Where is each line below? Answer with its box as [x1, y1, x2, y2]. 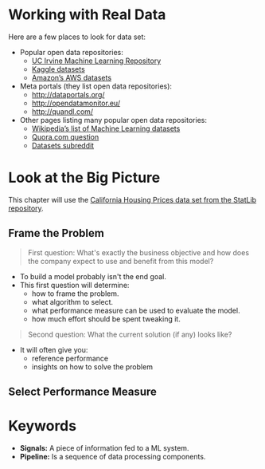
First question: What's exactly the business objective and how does [27, 247, 249, 257]
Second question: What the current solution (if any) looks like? [27, 329, 232, 339]
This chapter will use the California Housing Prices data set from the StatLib [8, 195, 257, 204]
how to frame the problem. [31, 289, 119, 298]
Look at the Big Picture [8, 169, 161, 187]
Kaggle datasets [31, 64, 85, 73]
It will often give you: [19, 345, 88, 354]
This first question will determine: [19, 280, 130, 290]
